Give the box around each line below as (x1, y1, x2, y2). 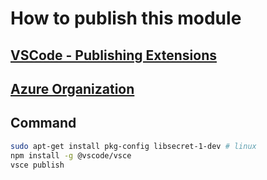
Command (10, 115, 77, 132)
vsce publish (10, 160, 65, 170)
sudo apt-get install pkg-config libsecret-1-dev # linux (10, 141, 257, 151)
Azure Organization (10, 80, 135, 97)
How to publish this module (10, 7, 242, 30)
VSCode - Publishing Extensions (10, 47, 217, 64)
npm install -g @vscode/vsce (10, 150, 132, 161)
